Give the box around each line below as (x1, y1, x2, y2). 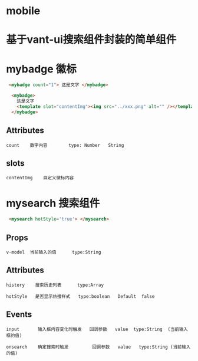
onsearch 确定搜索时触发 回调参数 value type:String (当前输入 (6, 344, 191, 350)
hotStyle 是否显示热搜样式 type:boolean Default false (6, 293, 155, 299)
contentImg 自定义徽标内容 (6, 175, 74, 181)
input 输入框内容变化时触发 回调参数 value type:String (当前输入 (6, 326, 189, 332)
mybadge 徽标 (6, 62, 77, 76)
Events (6, 310, 32, 320)
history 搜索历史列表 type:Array (6, 282, 104, 288)
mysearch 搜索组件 (6, 196, 100, 210)
